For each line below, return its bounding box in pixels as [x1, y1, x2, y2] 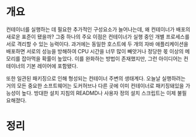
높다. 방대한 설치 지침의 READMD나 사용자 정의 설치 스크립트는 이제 [21, 89, 176, 97]
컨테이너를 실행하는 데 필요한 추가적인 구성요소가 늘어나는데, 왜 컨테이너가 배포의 [6, 26, 191, 33]
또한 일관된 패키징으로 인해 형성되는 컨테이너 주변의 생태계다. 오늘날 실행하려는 [6, 74, 186, 82]
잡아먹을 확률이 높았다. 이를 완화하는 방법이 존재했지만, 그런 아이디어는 [21, 55, 183, 62]
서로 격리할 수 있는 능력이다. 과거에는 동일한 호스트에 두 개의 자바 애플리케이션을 [6, 40, 189, 47]
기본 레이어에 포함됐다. [26, 62, 78, 69]
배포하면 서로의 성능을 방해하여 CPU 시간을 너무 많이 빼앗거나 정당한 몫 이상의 [6, 47, 184, 54]
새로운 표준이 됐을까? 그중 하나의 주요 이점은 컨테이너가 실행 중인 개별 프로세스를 [6, 33, 190, 40]
